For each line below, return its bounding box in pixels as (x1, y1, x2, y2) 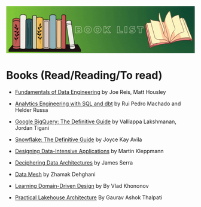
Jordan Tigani (14, 124, 50, 131)
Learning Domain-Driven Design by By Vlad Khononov (14, 182, 149, 189)
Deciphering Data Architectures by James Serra (14, 159, 133, 166)
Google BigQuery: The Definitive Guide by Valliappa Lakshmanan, (14, 118, 176, 125)
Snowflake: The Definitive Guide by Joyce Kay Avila (14, 136, 142, 143)
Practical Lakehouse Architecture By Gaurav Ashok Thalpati (14, 194, 163, 201)
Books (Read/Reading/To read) (6, 69, 163, 83)
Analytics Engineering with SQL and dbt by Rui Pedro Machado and (14, 100, 181, 107)
